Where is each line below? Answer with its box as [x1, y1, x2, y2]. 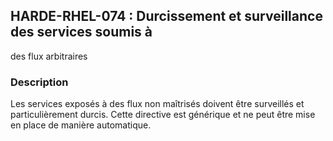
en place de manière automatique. [10, 119, 152, 131]
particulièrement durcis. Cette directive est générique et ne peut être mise [10, 109, 316, 121]
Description [10, 75, 69, 89]
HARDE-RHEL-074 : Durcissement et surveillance [10, 8, 323, 25]
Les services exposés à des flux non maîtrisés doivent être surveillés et [10, 98, 305, 110]
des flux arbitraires [10, 50, 88, 62]
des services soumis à [10, 24, 153, 41]
